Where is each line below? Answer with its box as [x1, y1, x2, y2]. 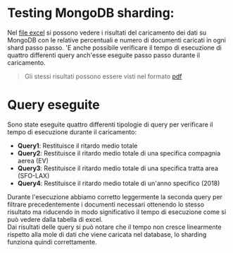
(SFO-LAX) [17, 171, 50, 180]
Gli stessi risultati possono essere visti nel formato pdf [24, 72, 182, 81]
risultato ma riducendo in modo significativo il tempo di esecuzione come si [7, 207, 227, 216]
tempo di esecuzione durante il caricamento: [7, 127, 137, 136]
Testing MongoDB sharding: [7, 5, 175, 21]
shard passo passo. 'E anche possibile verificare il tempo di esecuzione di [7, 43, 222, 52]
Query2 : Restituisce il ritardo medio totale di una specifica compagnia [17, 148, 221, 157]
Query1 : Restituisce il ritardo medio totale [17, 141, 138, 150]
